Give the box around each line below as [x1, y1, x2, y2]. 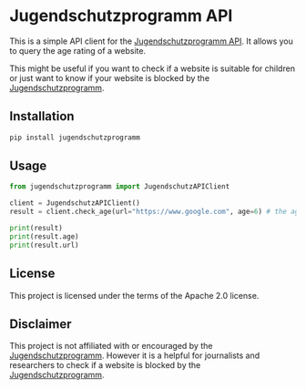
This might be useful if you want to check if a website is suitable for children [9, 63, 296, 74]
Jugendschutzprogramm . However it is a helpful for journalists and [9, 350, 260, 361]
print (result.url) [9, 241, 79, 250]
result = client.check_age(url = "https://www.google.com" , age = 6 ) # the [9, 207, 287, 217]
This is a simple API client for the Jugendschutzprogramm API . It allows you [9, 36, 293, 46]
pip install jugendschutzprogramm [9, 133, 141, 142]
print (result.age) [9, 231, 79, 241]
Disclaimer [9, 316, 72, 332]
